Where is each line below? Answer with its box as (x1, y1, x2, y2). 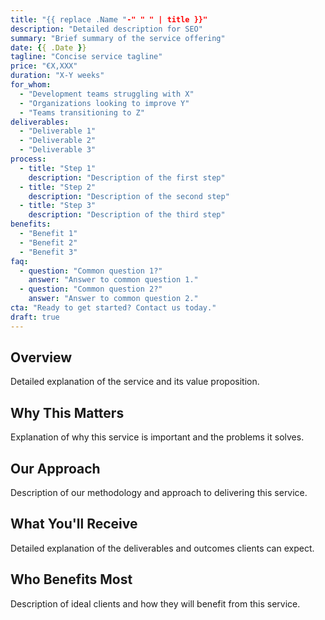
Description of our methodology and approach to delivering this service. (10, 487, 308, 499)
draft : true (10, 312, 60, 322)
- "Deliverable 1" (19, 126, 97, 136)
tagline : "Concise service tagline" (10, 52, 163, 62)
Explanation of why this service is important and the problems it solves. (10, 431, 305, 443)
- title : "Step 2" (19, 182, 97, 192)
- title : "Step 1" (19, 163, 97, 173)
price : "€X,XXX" (10, 61, 78, 71)
